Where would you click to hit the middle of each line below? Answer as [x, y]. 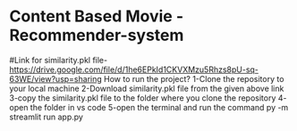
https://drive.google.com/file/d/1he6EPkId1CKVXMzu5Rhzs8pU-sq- [134, 70]
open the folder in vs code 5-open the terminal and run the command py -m [149, 107]
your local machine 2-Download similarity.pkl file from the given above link [147, 88]
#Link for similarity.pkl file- [59, 60]
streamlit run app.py [46, 117]
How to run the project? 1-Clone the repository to [194, 78]
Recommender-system [97, 35]
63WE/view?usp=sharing [56, 78]
